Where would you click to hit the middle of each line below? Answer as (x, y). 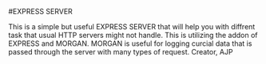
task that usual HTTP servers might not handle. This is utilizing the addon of (133, 35)
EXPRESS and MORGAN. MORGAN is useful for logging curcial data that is (130, 43)
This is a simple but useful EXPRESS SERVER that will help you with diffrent (132, 26)
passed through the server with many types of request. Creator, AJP (121, 52)
